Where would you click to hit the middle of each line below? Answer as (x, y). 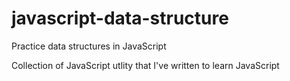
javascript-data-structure (120, 18)
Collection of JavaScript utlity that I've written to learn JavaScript (145, 65)
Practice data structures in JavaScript (89, 46)
